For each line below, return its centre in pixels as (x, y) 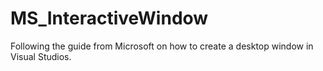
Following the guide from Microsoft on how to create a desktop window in (162, 46)
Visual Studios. (41, 56)
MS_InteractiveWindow (109, 18)
